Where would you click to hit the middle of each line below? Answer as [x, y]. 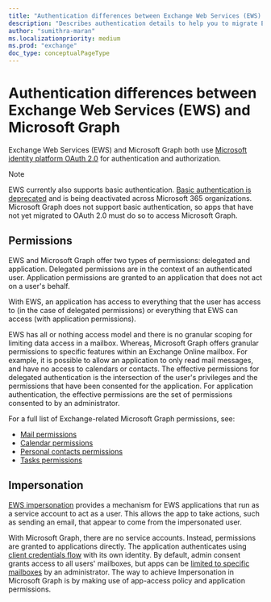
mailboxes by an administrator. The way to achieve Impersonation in [121, 572]
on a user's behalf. [39, 286]
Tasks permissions [51, 460]
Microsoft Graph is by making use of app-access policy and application [127, 580]
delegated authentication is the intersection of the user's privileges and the [133, 377]
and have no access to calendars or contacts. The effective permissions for [134, 369]
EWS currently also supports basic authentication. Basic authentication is [130, 190]
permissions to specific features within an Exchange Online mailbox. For [128, 351]
